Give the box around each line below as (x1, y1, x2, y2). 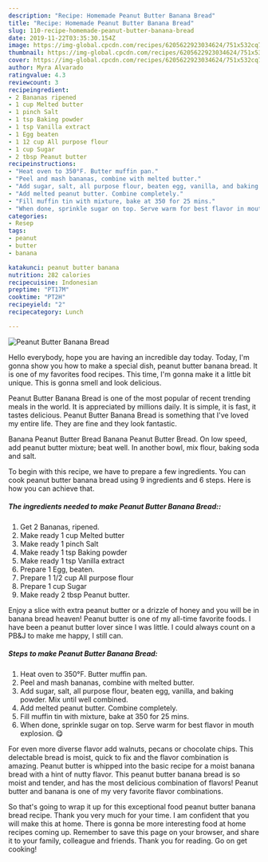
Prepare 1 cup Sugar (19, 581, 88, 591)
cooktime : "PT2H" (8, 293, 66, 302)
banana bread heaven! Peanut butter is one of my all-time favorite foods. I (8, 614, 251, 623)
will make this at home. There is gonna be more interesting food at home (8, 819, 246, 828)
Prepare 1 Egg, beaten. (19, 564, 95, 574)
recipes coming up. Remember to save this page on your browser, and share (8, 827, 259, 836)
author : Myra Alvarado (8, 64, 84, 72)
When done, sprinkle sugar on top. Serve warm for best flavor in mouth (19, 720, 254, 730)
